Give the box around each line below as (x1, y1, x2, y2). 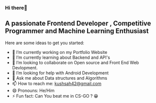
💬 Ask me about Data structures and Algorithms (12, 75, 108, 81)
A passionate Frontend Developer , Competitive (5, 19, 151, 28)
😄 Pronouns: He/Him (12, 87, 55, 93)
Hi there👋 (5, 4, 28, 11)
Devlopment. (12, 65, 38, 70)
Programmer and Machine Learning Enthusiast (5, 27, 149, 35)
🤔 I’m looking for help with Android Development (12, 70, 109, 76)
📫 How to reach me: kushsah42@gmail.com (12, 80, 102, 86)
